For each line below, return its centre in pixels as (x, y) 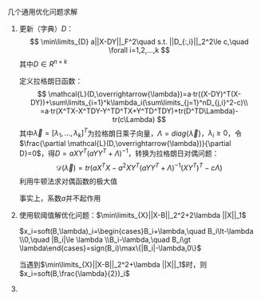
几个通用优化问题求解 (42, 12)
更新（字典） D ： (46, 29)
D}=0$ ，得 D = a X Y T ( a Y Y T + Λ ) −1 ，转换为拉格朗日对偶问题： (119, 152)
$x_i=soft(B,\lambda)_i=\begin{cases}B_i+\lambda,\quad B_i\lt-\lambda (136, 231)
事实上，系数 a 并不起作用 (60, 199)
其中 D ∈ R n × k (43, 63)
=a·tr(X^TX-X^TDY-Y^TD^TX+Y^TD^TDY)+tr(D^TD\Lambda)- (139, 111)
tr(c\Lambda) (134, 119)
